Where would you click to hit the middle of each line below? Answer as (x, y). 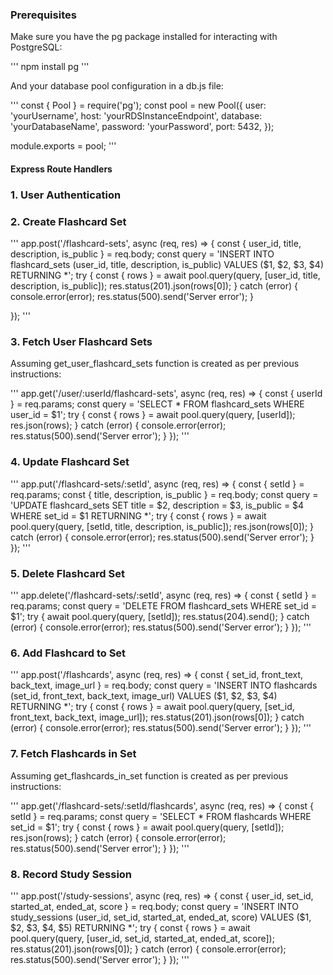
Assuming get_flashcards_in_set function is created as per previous (149, 775)
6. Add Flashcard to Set (68, 653)
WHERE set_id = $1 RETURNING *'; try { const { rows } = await (138, 515)
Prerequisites (43, 15)
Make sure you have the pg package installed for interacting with (144, 37)
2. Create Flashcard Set (68, 221)
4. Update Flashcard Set (70, 462)
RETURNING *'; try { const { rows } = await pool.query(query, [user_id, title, (165, 275)
